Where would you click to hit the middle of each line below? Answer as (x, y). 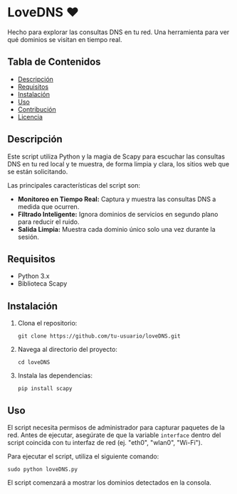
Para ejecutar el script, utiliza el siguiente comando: (83, 456)
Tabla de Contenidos (54, 62)
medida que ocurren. (48, 206)
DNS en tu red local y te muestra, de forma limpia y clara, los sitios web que (118, 163)
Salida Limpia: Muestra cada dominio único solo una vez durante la (116, 229)
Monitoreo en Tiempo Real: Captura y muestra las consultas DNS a (117, 199)
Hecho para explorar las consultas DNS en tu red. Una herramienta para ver (118, 32)
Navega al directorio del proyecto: (67, 350)
